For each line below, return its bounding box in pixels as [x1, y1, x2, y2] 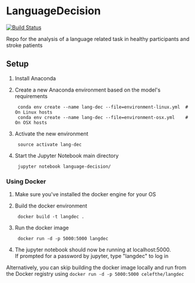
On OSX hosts [14, 120, 48, 125]
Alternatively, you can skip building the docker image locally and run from [6, 264, 187, 271]
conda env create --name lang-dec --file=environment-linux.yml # [17, 104, 188, 110]
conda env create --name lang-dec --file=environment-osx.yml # [17, 114, 188, 120]
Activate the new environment [14, 130, 89, 137]
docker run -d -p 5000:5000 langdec [17, 236, 109, 242]
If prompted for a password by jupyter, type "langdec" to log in [14, 253, 169, 260]
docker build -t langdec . [17, 214, 84, 220]
